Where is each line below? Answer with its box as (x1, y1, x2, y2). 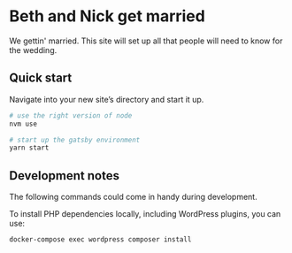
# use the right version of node (9, 111, 133, 120)
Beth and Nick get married (9, 6, 205, 27)
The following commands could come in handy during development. (9, 192, 258, 203)
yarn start (9, 143, 50, 152)
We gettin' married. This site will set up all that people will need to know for (9, 35, 283, 46)
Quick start (9, 71, 73, 86)
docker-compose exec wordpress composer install (9, 235, 192, 244)
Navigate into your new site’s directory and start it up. (9, 94, 204, 104)
